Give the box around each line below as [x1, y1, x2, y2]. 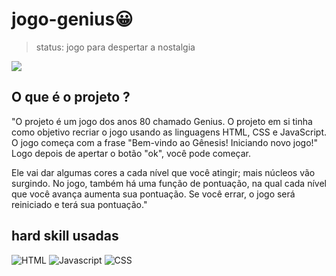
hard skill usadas [11, 228, 119, 245]
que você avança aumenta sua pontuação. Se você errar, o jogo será [11, 188, 296, 200]
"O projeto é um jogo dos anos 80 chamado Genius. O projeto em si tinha [11, 115, 313, 127]
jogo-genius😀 [11, 8, 134, 31]
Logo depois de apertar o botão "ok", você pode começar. [11, 147, 251, 159]
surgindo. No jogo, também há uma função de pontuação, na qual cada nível [11, 177, 327, 189]
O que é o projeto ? [11, 89, 131, 106]
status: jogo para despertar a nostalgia [35, 41, 196, 53]
